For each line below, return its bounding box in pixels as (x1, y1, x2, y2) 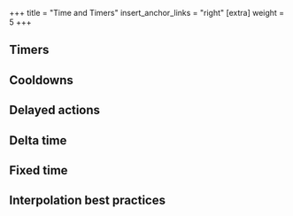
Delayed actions (9, 103, 100, 118)
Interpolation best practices (9, 193, 166, 208)
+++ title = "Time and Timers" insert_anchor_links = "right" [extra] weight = (9, 8, 285, 18)
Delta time (9, 133, 67, 148)
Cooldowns (9, 73, 73, 88)
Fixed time (9, 163, 68, 178)
